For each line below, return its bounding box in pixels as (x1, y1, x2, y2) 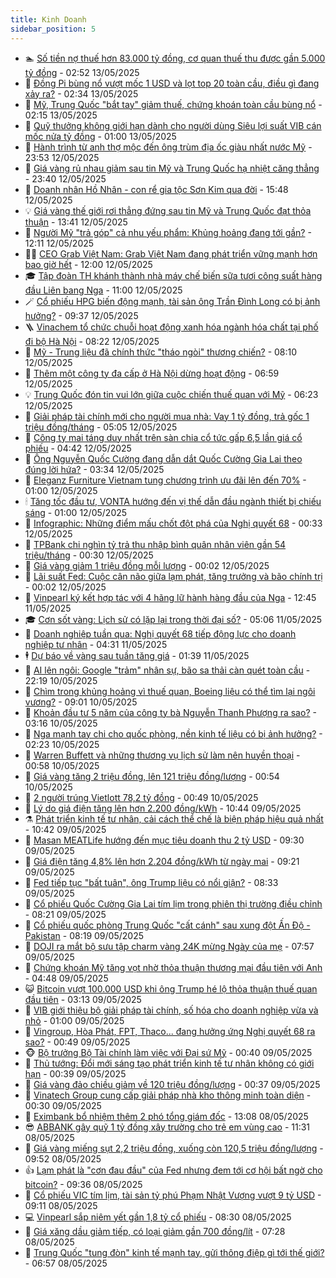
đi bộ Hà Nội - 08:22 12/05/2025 (24, 335, 160, 347)
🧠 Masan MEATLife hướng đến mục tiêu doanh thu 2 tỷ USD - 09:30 (24, 834, 305, 846)
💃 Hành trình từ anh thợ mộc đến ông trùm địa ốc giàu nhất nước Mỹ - (24, 141, 313, 153)
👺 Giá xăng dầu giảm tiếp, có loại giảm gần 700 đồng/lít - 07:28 (24, 1225, 286, 1237)
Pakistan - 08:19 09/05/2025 (24, 929, 144, 941)
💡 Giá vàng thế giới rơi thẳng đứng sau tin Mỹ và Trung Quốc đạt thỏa (24, 204, 312, 216)
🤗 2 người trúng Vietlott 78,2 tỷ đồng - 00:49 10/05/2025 (24, 791, 259, 803)
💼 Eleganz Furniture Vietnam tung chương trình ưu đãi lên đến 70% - (24, 474, 307, 486)
